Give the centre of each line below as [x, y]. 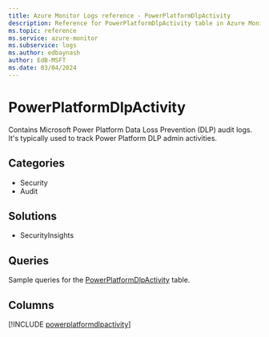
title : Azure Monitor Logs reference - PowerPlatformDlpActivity [119, 16]
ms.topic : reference [43, 30]
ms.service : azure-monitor [53, 38]
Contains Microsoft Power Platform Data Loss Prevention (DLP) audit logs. [130, 130]
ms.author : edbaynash [44, 53]
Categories [37, 164]
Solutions [33, 216]
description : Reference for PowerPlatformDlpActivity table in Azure [127, 23]
